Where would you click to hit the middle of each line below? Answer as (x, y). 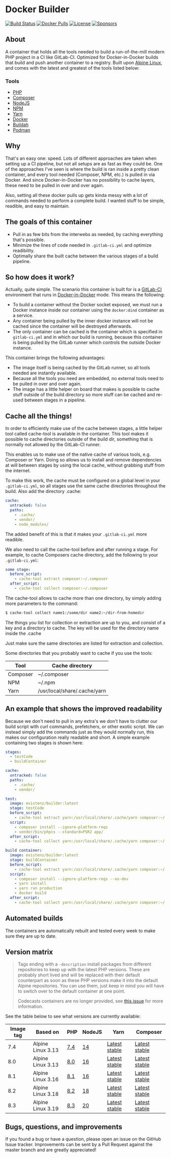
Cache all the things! (39, 416)
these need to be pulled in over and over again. (55, 185)
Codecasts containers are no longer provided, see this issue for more (90, 1001)
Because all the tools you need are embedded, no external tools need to (88, 379)
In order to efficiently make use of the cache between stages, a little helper (84, 428)
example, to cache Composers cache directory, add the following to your (82, 555)
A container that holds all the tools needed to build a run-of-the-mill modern (85, 51)
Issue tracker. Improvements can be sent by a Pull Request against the (79, 1145)
